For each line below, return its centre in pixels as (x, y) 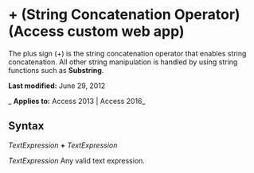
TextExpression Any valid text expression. (77, 160)
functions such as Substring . (56, 70)
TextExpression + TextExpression (63, 145)
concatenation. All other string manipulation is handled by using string (123, 62)
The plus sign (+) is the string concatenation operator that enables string (127, 53)
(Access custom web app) (96, 31)
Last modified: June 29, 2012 (57, 86)
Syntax (26, 126)
